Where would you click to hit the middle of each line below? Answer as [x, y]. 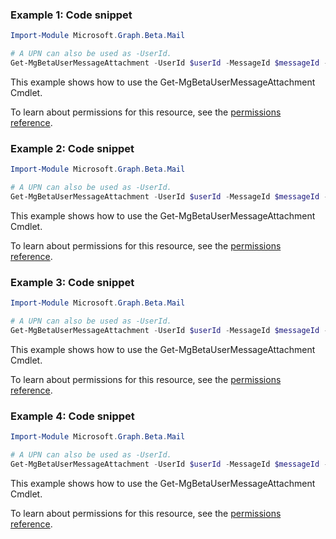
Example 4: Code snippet [72, 416]
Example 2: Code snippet [72, 148]
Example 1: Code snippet [71, 15]
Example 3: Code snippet [72, 282]
